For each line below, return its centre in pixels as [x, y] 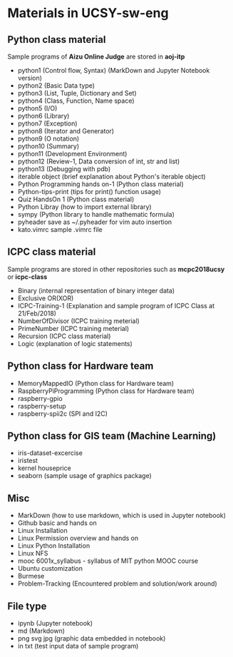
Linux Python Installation [54, 546]
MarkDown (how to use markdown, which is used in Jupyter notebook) [122, 516]
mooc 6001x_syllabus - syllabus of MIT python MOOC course [108, 561]
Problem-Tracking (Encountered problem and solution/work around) [117, 584]
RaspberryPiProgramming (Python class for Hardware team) [106, 391]
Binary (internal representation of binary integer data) [96, 290]
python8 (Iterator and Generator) [66, 131]
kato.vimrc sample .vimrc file [60, 229]
